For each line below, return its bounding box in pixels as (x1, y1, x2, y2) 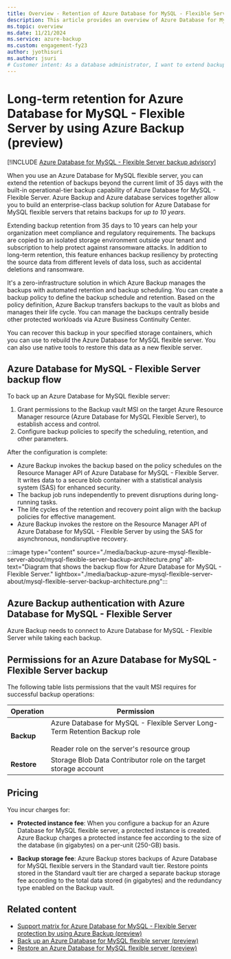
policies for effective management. (16, 513, 116, 521)
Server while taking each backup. (7, 634, 102, 642)
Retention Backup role (69, 727, 141, 736)
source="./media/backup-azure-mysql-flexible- (76, 548, 212, 556)
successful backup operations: (7, 690, 95, 698)
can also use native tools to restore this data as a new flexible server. (7, 343, 203, 352)
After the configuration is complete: (7, 448, 108, 456)
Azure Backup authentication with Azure (7, 597, 185, 609)
